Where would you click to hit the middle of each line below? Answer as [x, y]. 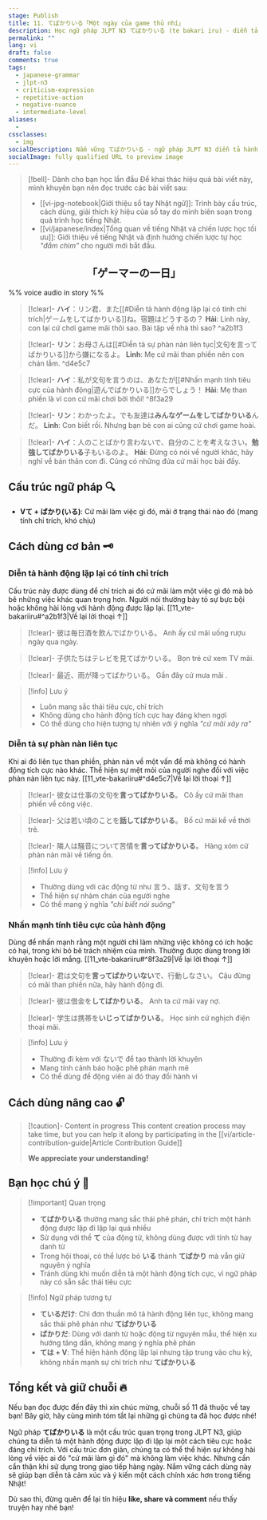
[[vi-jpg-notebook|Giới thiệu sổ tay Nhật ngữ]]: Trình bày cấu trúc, [148, 204]
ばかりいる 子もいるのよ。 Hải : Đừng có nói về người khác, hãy [151, 453]
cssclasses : [28, 134]
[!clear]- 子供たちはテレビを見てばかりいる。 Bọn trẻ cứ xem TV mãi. [141, 658]
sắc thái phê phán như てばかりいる [98, 1324]
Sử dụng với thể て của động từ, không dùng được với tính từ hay [146, 1237]
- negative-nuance [46, 105]
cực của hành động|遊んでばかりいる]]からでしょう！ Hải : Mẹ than [137, 390]
